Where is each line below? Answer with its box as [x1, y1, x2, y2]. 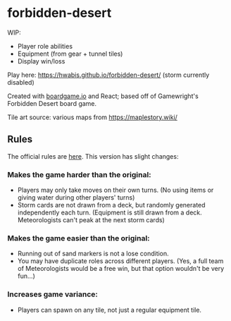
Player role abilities [17, 42, 73, 50]
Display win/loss [17, 56, 65, 65]
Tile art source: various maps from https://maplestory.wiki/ [7, 113, 178, 121]
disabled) [7, 78, 35, 86]
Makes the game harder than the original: [7, 169, 151, 179]
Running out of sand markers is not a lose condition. [17, 249, 169, 258]
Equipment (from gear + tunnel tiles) [17, 49, 123, 58]
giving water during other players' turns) [17, 193, 135, 202]
